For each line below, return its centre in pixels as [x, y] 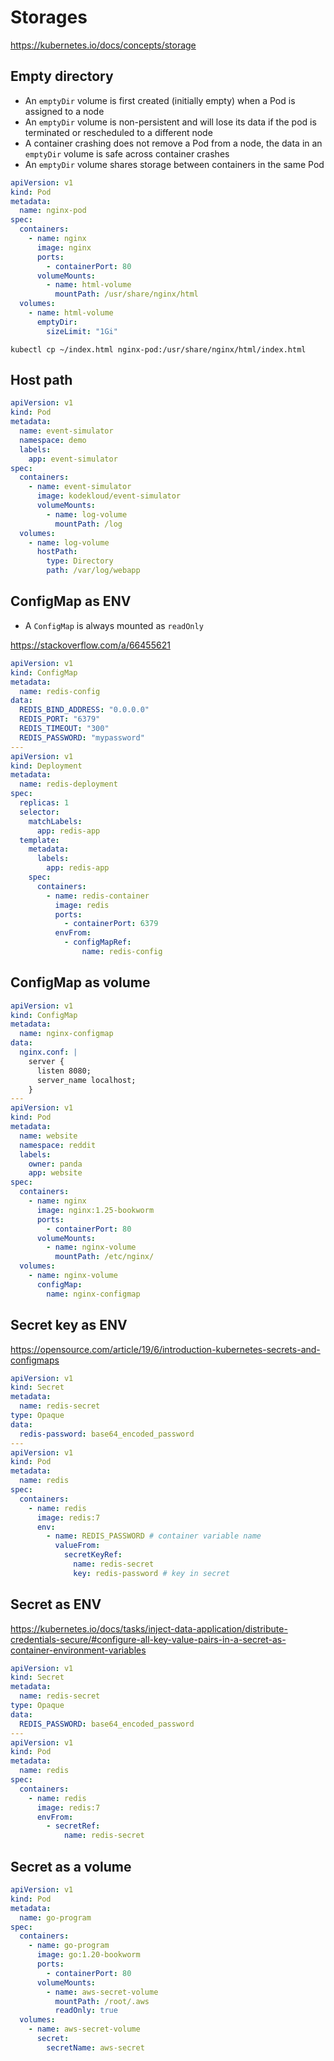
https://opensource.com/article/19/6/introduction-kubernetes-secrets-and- [165, 1349]
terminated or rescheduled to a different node [118, 132]
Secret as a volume [71, 1866]
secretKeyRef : [93, 1555]
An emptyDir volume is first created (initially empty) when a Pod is [160, 100]
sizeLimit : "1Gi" [82, 331]
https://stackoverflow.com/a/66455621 [90, 645]
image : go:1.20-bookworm [88, 1955]
